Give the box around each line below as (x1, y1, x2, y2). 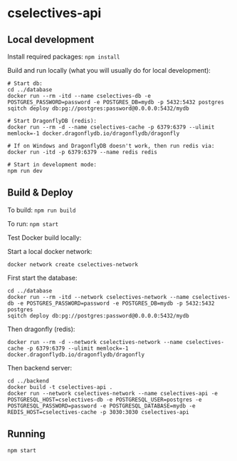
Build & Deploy (7, 187, 73, 199)
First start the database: (7, 273, 78, 282)
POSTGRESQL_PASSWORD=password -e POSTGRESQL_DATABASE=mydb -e (7, 402, 196, 410)
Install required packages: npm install (7, 52, 120, 61)
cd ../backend (7, 377, 50, 385)
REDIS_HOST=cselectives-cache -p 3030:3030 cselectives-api (7, 408, 190, 415)
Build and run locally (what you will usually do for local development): (7, 66, 211, 74)
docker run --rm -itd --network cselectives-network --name (7, 293, 190, 300)
